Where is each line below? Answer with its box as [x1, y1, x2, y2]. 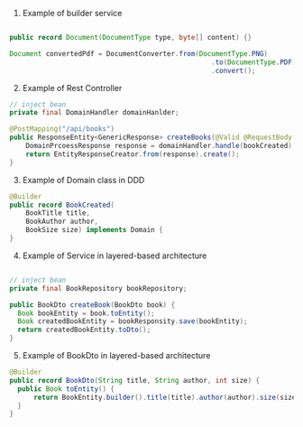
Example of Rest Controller [22, 82, 123, 93]
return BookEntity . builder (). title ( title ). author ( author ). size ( [32, 393, 280, 402]
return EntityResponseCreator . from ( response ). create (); [25, 149, 241, 159]
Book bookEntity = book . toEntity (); [17, 309, 155, 318]
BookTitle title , [25, 209, 91, 218]
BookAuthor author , [25, 217, 99, 227]
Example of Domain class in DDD [22, 174, 145, 185]
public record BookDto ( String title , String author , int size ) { [9, 376, 261, 385]
